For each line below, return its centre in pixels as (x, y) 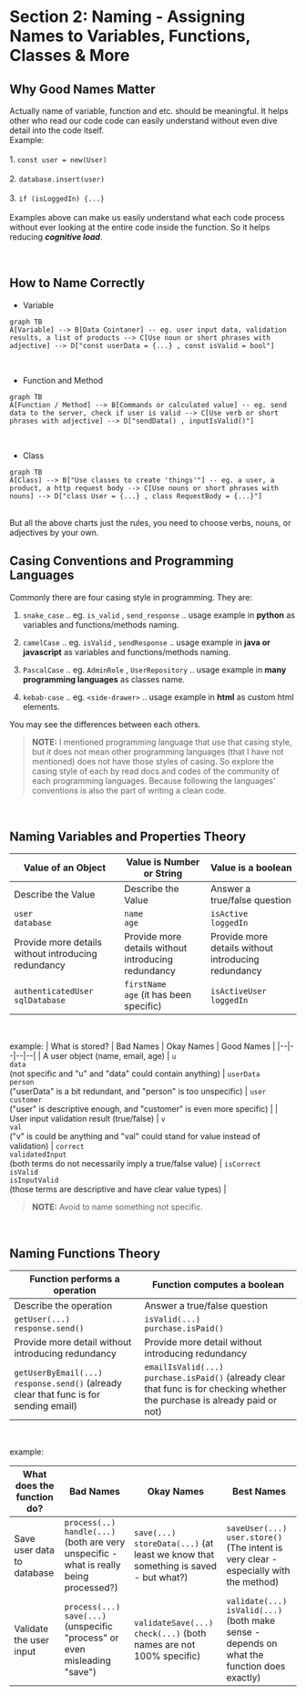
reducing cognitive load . (56, 237)
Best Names (259, 1492)
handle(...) (90, 1532)
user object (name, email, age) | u (113, 1056)
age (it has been (158, 995)
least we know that (174, 1555)
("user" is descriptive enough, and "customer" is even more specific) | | (144, 1109)
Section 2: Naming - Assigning (127, 17)
